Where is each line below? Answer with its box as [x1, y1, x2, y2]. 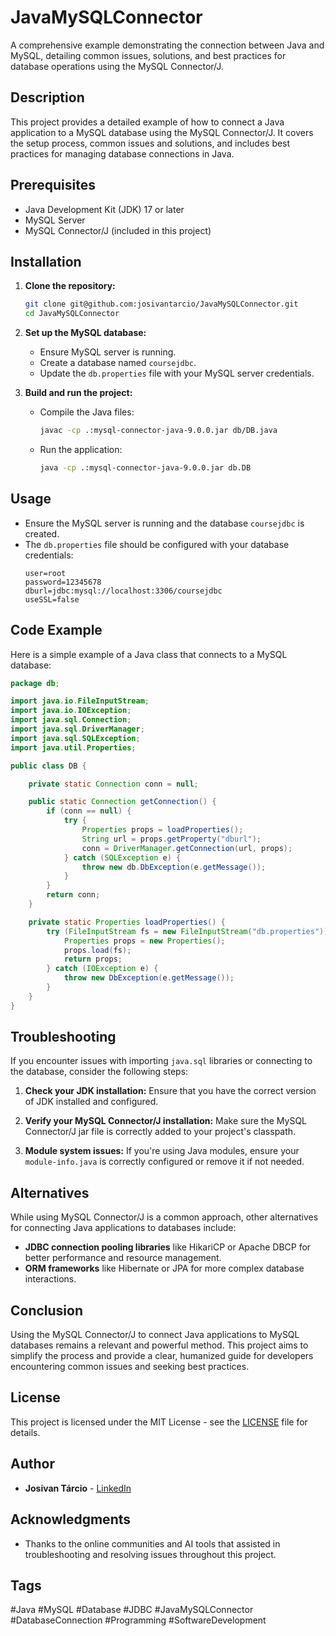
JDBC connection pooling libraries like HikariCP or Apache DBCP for [24, 1241, 312, 1253]
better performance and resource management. [24, 1252, 222, 1264]
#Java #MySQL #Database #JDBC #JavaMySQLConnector [10, 1604, 254, 1616]
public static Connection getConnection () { [28, 797, 217, 807]
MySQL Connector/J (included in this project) [24, 224, 212, 236]
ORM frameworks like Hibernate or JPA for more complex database [24, 1262, 305, 1275]
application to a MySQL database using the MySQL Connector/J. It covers [10, 126, 314, 138]
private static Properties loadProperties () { [28, 917, 226, 927]
